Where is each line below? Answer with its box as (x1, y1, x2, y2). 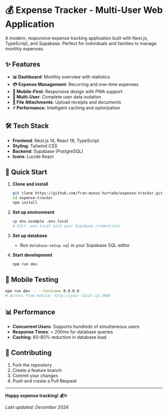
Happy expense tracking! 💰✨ (5, 392, 67, 398)
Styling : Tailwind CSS (12, 142, 57, 148)
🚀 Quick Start (5, 167, 47, 176)
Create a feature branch (12, 367, 62, 373)
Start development (12, 251, 52, 258)
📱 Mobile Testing (5, 275, 58, 284)
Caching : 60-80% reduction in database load (12, 334, 106, 340)
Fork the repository (12, 361, 52, 368)
